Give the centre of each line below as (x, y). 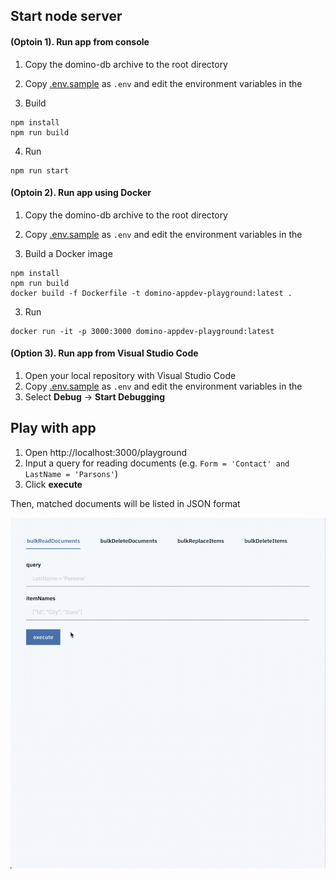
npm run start (40, 170)
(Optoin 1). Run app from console (80, 41)
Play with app (53, 428)
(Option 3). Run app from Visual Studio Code (104, 353)
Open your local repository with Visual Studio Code (130, 375)
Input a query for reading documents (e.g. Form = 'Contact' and (157, 463)
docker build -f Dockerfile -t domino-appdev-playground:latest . (151, 293)
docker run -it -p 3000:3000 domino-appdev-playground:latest (142, 331)
